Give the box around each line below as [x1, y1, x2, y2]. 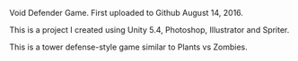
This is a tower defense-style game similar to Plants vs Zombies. [9, 42, 249, 52]
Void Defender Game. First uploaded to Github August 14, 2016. [9, 8, 244, 18]
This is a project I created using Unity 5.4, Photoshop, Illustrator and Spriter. [9, 25, 290, 34]
